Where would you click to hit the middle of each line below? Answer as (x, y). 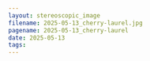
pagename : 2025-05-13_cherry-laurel (68, 30)
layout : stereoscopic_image (54, 15)
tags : (17, 45)
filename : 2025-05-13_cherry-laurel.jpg (76, 23)
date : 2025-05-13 (37, 38)
